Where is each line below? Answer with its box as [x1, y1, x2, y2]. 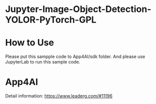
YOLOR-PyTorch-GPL [5, 14, 97, 25]
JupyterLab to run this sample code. [5, 59, 81, 65]
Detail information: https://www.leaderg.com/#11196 [5, 93, 113, 99]
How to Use [5, 37, 54, 48]
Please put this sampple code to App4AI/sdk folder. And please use [5, 53, 145, 59]
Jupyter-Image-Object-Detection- [5, 3, 151, 15]
